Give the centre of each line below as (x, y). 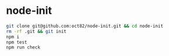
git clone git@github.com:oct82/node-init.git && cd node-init (85, 26)
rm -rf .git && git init (36, 31)
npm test (17, 42)
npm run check (23, 47)
